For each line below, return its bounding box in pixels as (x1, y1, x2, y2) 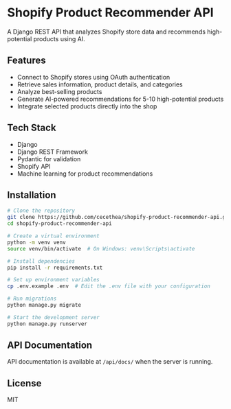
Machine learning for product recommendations (16, 170, 153, 178)
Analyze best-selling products (16, 87, 102, 95)
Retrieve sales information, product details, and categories (16, 80, 184, 89)
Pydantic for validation (16, 154, 81, 163)
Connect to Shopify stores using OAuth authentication (16, 73, 170, 81)
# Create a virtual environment (7, 233, 100, 239)
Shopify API (16, 162, 51, 170)
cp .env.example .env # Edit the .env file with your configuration (7, 283, 211, 290)
